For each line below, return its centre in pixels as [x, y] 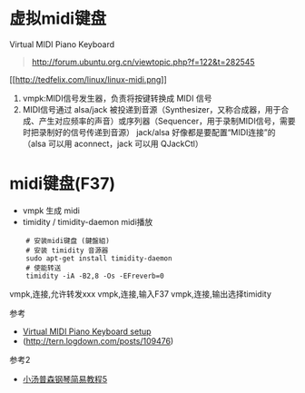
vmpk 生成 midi [51, 211]
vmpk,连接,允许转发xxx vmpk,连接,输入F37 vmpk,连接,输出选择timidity [141, 294]
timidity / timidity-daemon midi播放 [88, 221]
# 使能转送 [44, 268]
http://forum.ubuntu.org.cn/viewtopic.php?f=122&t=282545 [143, 62]
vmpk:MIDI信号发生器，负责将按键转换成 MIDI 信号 [117, 98]
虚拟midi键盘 [58, 19]
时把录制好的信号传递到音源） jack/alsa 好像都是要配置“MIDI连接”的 [149, 132]
